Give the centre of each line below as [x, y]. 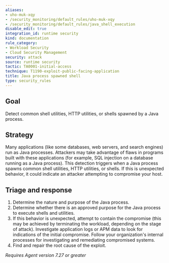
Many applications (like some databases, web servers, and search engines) [84, 147]
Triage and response [39, 190]
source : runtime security [33, 62]
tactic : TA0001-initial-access [38, 67]
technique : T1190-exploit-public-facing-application [62, 72]
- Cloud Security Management [36, 52]
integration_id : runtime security [42, 34]
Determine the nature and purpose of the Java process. [71, 202]
